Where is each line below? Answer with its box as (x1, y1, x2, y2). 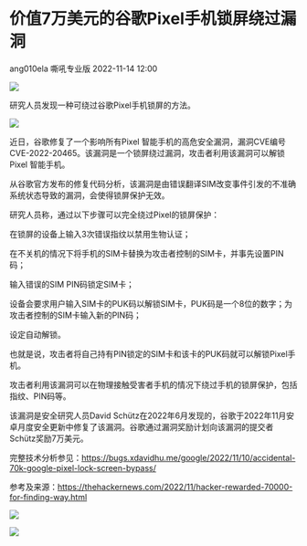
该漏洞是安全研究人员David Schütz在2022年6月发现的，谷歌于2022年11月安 (9, 410, 295, 421)
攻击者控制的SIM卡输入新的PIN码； (9, 310, 142, 320)
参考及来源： (9, 481, 58, 492)
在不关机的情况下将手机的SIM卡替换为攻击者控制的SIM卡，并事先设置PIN (9, 247, 285, 258)
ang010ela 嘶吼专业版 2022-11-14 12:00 (9, 63, 158, 74)
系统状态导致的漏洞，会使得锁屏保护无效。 (9, 189, 170, 201)
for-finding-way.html (9, 491, 88, 502)
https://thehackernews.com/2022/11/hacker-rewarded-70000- (58, 481, 293, 492)
